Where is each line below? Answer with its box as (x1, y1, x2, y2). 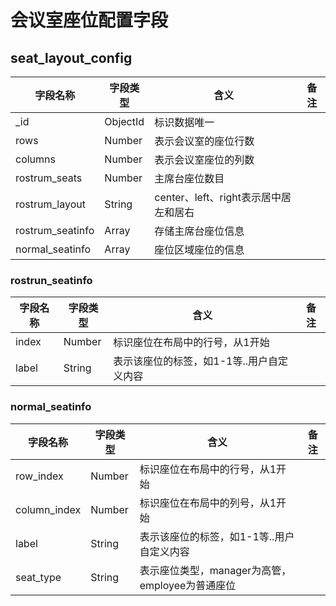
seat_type (15, 570, 62, 584)
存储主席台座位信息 (154, 224, 245, 238)
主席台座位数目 (154, 172, 225, 185)
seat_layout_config (10, 49, 133, 66)
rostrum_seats (15, 171, 83, 185)
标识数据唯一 (154, 116, 215, 129)
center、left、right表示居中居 (154, 191, 292, 204)
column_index (15, 502, 82, 516)
